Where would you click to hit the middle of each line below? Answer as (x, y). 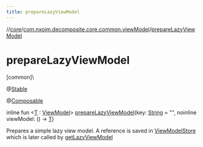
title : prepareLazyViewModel (43, 12)
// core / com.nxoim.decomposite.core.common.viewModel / (79, 29)
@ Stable (17, 89)
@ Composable (25, 100)
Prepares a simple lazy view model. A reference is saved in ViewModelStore (101, 131)
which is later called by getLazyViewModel (60, 137)
